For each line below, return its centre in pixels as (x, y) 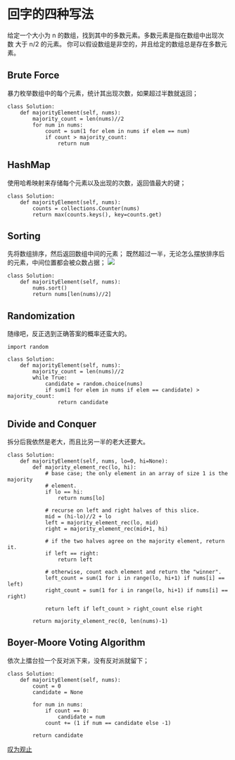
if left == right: (72, 553)
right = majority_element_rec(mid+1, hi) (107, 529)
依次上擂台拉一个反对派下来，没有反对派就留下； (78, 660)
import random (28, 347)
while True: (50, 378)
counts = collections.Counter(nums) (86, 208)
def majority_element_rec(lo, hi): (85, 468)
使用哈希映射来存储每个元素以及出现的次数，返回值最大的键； (97, 183)
